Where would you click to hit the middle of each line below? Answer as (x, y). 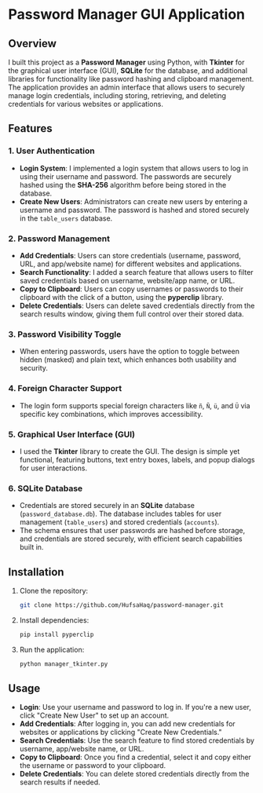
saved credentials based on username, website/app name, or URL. (127, 280)
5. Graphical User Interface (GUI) (72, 434)
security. (34, 368)
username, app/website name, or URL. (82, 749)
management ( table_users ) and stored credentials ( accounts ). (119, 522)
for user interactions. (53, 468)
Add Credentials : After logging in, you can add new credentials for (127, 724)
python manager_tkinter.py (64, 664)
